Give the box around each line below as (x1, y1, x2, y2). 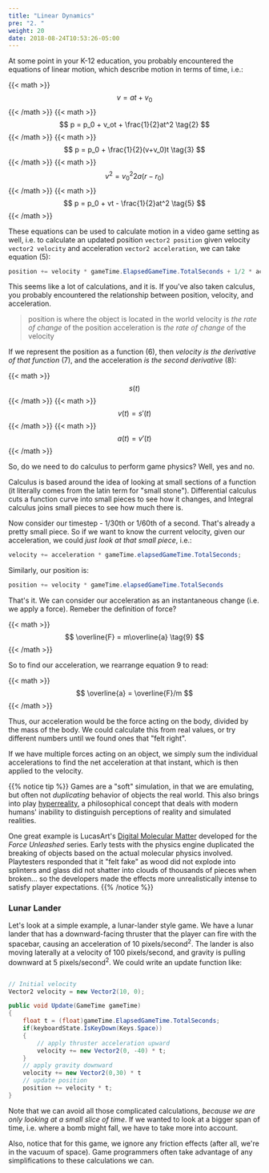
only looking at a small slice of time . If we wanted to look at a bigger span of (8, 1114, 260, 1124)
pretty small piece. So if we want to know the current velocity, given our (8, 527, 246, 537)
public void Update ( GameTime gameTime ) (8, 1002, 142, 1010)
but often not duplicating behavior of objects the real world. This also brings (8, 790, 259, 800)
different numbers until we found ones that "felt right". (8, 733, 187, 743)
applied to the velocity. (8, 766, 84, 776)
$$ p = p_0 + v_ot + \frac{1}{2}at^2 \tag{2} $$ (58, 120, 211, 129)
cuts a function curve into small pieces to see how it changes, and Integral (8, 494, 254, 504)
